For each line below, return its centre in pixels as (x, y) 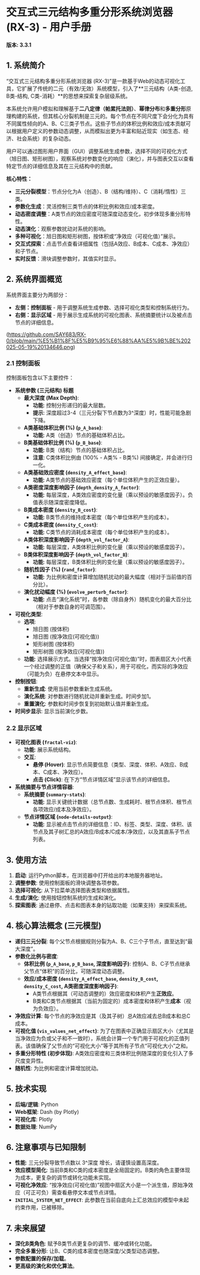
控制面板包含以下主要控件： (40, 377)
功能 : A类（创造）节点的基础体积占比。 (80, 435)
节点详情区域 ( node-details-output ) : (68, 817)
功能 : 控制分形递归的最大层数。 (71, 405)
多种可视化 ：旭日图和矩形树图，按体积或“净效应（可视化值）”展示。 (97, 236)
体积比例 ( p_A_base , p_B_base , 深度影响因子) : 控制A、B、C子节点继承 (107, 963)
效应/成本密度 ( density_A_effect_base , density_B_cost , (91, 978)
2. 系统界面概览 (34, 279)
